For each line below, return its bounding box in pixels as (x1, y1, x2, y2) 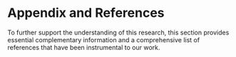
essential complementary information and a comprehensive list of (7, 35, 200, 44)
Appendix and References (7, 5, 165, 21)
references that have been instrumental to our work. (7, 43, 160, 51)
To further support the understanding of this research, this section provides (7, 28, 230, 37)
